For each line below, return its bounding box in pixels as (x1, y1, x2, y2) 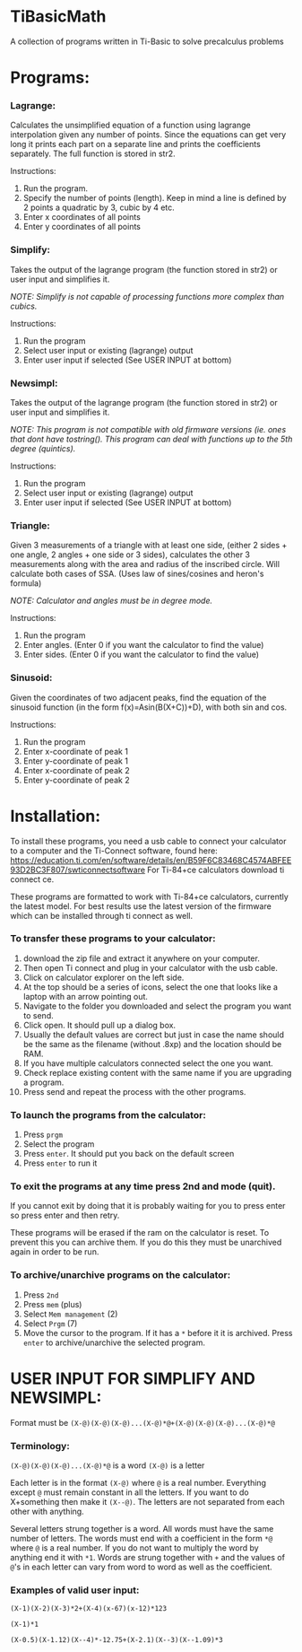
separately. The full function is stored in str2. (10, 148, 176, 159)
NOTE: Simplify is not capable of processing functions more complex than (10, 291, 285, 302)
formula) (10, 578, 42, 589)
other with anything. (10, 1506, 84, 1517)
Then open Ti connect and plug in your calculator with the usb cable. (22, 962, 279, 973)
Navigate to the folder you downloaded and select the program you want (22, 1001, 292, 1011)
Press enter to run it (22, 1158, 98, 1168)
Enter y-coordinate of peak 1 (22, 756, 129, 766)
